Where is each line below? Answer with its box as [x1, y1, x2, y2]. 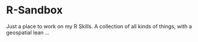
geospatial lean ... [6, 29, 50, 36]
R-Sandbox [6, 3, 63, 17]
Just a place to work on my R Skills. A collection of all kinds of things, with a [6, 23, 192, 30]
